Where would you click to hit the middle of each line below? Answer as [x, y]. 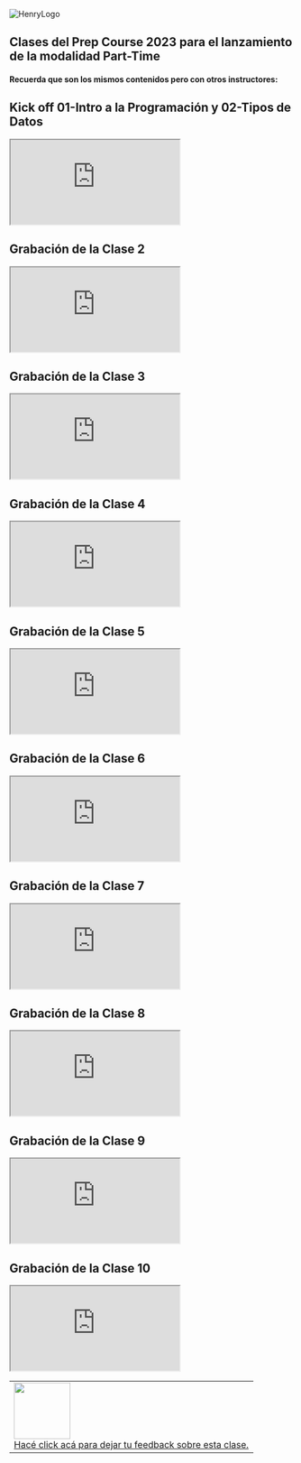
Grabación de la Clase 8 [78, 1014]
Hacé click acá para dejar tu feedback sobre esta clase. [132, 1445]
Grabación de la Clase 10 [80, 1268]
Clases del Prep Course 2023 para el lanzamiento [151, 42]
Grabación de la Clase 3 [78, 376]
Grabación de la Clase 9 [78, 1140]
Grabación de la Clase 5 [78, 631]
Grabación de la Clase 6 [78, 759]
